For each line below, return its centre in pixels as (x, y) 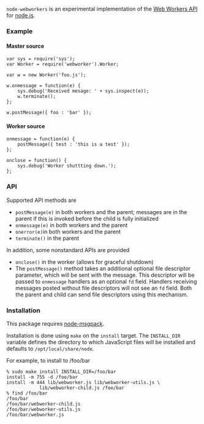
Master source (25, 46)
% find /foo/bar (27, 393)
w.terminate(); (37, 97)
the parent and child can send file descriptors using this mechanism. (102, 295)
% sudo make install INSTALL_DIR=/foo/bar (61, 372)
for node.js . (21, 15)
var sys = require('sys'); (41, 59)
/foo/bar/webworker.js (35, 414)
